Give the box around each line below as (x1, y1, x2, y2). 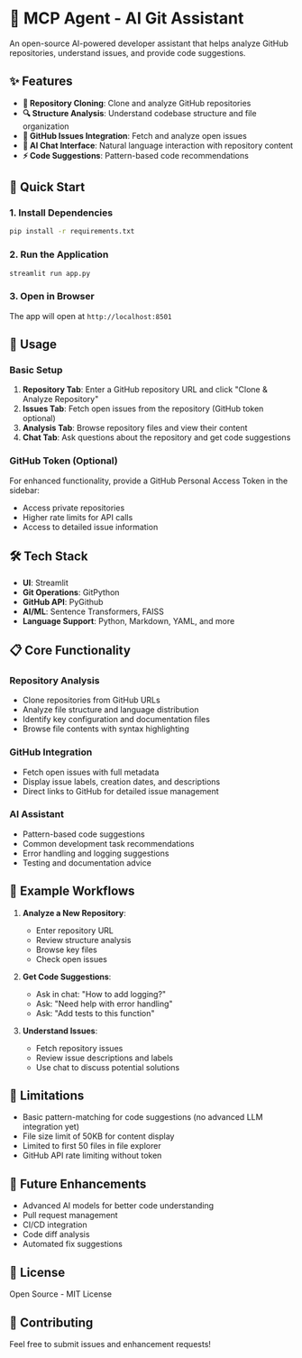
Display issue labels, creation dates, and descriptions (22, 775, 221, 787)
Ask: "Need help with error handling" (35, 998, 173, 1009)
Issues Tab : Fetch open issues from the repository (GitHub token (22, 403, 264, 414)
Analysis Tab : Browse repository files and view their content (22, 423, 248, 434)
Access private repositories (22, 502, 125, 513)
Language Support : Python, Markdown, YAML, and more (22, 615, 235, 626)
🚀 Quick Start (9, 179, 86, 195)
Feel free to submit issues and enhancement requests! (9, 1338, 212, 1349)
